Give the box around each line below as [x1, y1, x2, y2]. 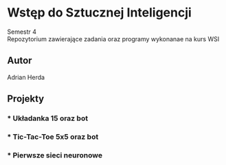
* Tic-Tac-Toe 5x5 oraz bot [7, 132, 99, 142]
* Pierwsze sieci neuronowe [7, 150, 103, 159]
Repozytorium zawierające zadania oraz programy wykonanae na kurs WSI [7, 34, 220, 43]
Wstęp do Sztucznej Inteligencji [7, 5, 192, 21]
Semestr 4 [7, 27, 36, 36]
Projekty [7, 93, 45, 104]
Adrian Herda [7, 73, 45, 81]
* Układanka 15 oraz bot [7, 113, 88, 123]
